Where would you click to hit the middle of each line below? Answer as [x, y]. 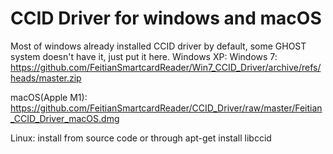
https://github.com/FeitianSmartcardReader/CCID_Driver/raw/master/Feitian [166, 108]
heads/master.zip [46, 78]
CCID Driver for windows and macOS [166, 18]
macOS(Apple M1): [49, 97]
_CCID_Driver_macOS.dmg [65, 118]
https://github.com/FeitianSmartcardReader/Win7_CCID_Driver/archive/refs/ [166, 67]
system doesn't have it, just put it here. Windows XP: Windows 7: [144, 56]
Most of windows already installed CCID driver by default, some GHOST [158, 46]
